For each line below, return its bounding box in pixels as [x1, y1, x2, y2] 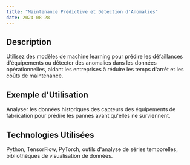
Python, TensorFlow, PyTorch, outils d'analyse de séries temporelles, [6, 146, 179, 153]
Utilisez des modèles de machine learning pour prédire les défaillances [6, 53, 183, 60]
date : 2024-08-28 [6, 15, 50, 21]
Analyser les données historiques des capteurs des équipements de [6, 106, 176, 113]
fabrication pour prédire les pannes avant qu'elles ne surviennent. [6, 112, 171, 120]
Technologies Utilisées [6, 129, 94, 140]
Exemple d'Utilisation [6, 89, 89, 100]
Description [6, 37, 51, 47]
